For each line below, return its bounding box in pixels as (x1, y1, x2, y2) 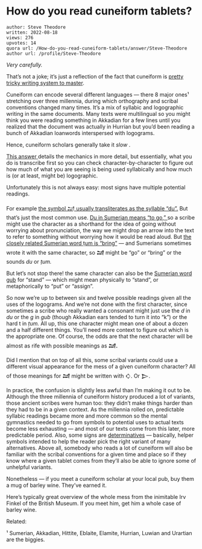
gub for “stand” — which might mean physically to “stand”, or (6, 276, 159, 283)
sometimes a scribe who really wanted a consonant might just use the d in (6, 306, 191, 314)
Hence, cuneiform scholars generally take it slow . (6, 141, 131, 148)
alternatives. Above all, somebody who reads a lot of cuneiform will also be (6, 444, 193, 451)
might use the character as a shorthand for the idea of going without (6, 220, 176, 227)
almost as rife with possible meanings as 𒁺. (6, 342, 118, 349)
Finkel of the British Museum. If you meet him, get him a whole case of (6, 500, 181, 507)
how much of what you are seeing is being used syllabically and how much (6, 165, 193, 173)
